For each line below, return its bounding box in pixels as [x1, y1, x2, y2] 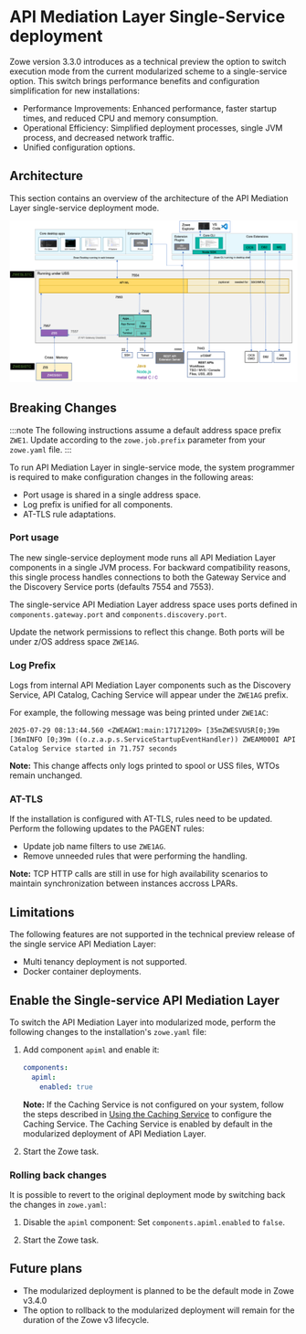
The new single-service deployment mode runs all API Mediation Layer [9, 551, 277, 563]
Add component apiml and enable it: [22, 1044, 160, 1055]
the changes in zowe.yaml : [9, 1200, 107, 1210]
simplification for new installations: [9, 85, 140, 96]
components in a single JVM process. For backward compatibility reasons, [9, 561, 290, 572]
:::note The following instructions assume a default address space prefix [9, 424, 281, 435]
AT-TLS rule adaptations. [22, 508, 117, 519]
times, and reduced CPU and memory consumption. [22, 112, 219, 123]
